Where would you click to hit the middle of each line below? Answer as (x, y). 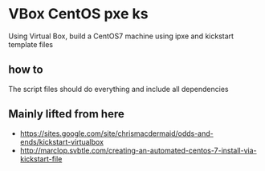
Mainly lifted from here (66, 114)
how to (26, 70)
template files (31, 44)
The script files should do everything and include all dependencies (118, 89)
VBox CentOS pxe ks (78, 14)
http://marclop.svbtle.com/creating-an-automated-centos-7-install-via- (138, 150)
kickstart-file (41, 159)
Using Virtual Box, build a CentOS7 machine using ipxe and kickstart (121, 36)
